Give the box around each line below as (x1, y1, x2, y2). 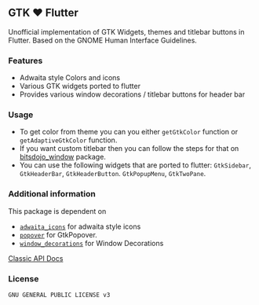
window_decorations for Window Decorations (19, 238, 164, 248)
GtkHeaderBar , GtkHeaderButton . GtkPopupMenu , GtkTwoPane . (19, 169, 206, 178)
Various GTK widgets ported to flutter (19, 82, 141, 91)
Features (8, 55, 43, 66)
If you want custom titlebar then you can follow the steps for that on (19, 144, 239, 153)
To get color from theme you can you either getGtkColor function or (19, 127, 238, 137)
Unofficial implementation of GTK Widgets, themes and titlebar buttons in (8, 27, 245, 36)
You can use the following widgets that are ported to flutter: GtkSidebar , (19, 160, 251, 170)
